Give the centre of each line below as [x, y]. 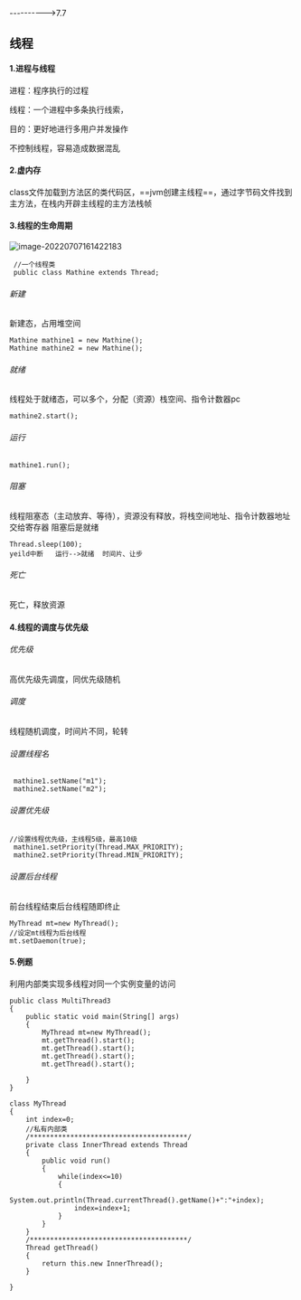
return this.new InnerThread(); [103, 1263]
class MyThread [38, 1103]
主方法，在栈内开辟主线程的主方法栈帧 [80, 203]
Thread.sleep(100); [46, 544]
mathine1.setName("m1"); [60, 781]
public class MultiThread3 [60, 1001]
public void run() [76, 1161]
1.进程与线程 [33, 68]
